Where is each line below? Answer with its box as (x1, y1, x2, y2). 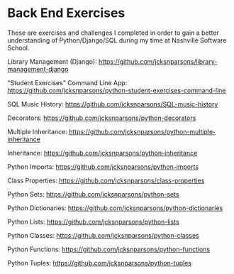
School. (7, 43, 30, 52)
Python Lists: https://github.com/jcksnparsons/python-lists (7, 217, 179, 226)
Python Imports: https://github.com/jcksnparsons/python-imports (7, 162, 199, 171)
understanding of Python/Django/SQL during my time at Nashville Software (7, 35, 227, 44)
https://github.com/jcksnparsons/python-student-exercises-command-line (7, 86, 226, 94)
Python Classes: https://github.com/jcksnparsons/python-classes (7, 231, 200, 239)
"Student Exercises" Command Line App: (7, 78, 128, 87)
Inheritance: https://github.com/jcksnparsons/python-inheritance (7, 148, 198, 157)
